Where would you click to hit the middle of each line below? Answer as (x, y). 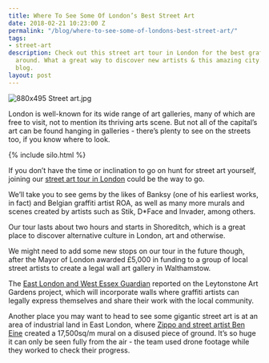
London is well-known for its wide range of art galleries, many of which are (132, 114)
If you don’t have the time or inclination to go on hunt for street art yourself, (132, 170)
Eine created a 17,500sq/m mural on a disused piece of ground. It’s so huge (132, 333)
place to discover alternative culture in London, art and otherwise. (117, 235)
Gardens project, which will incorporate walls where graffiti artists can (124, 292)
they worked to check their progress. (69, 350)
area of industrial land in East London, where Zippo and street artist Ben (127, 325)
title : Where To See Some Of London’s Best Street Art (102, 16)
